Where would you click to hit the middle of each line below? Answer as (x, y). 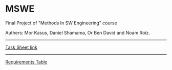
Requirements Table (26, 62)
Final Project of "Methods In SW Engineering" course (61, 23)
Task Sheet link (21, 47)
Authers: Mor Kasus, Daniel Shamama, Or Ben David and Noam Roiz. (78, 32)
